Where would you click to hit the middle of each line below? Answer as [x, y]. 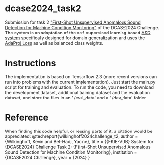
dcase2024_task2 [43, 9]
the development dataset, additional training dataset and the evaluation [77, 92]
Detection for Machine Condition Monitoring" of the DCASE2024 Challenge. [82, 27]
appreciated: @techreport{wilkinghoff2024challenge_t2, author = [72, 136]
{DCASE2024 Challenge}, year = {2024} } [48, 157]
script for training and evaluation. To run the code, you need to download [80, 87]
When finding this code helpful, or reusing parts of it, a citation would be [79, 131]
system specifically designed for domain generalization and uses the [75, 38]
